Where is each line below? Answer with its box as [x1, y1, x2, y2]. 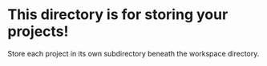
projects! [7, 22, 69, 41]
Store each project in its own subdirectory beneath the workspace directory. [7, 49, 260, 58]
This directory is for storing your [7, 6, 229, 24]
